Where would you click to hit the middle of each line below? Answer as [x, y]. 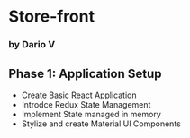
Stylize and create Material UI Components [101, 124]
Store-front [52, 17]
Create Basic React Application [79, 95]
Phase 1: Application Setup [86, 73]
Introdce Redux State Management [86, 104]
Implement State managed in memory [91, 114]
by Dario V [32, 45]
